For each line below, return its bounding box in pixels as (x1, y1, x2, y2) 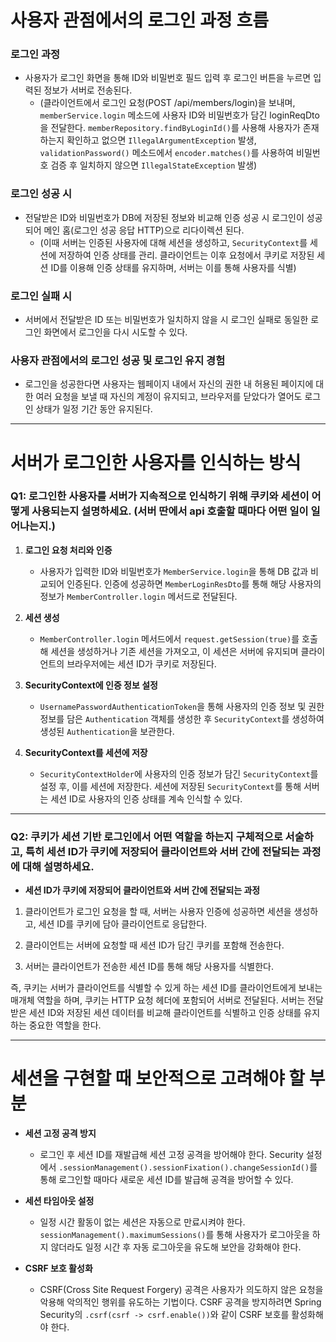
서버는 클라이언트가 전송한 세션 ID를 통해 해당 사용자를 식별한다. (24, 961, 274, 973)
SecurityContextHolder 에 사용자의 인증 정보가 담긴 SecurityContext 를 (39, 767, 319, 780)
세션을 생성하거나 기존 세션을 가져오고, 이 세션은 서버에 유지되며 (50, 645, 299, 657)
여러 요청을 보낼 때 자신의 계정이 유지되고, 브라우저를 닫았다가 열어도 (35, 391, 303, 403)
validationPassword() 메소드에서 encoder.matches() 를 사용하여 (39, 147, 295, 159)
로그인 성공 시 (10, 187, 73, 201)
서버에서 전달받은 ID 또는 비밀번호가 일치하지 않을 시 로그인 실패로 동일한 (24, 314, 309, 326)
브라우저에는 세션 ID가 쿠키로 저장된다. (66, 657, 217, 670)
